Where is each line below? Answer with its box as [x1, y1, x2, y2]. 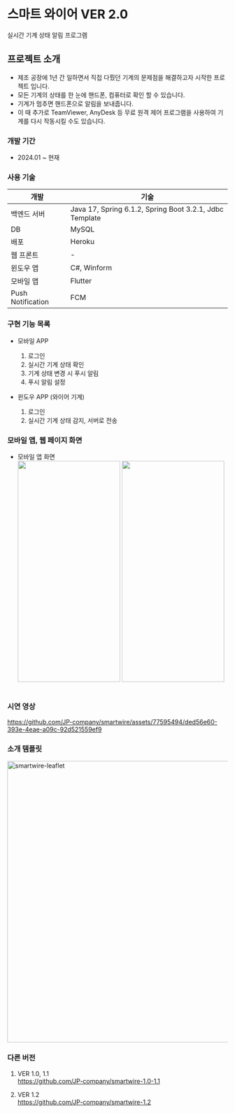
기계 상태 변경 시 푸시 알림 [27, 368, 99, 378]
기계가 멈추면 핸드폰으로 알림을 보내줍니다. [17, 99, 134, 108]
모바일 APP [17, 336, 49, 345]
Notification [10, 297, 49, 307]
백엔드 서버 [10, 209, 45, 219]
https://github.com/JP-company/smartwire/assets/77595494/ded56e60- [7, 718, 218, 726]
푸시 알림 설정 [27, 378, 66, 386]
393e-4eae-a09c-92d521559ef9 [7, 725, 102, 734]
